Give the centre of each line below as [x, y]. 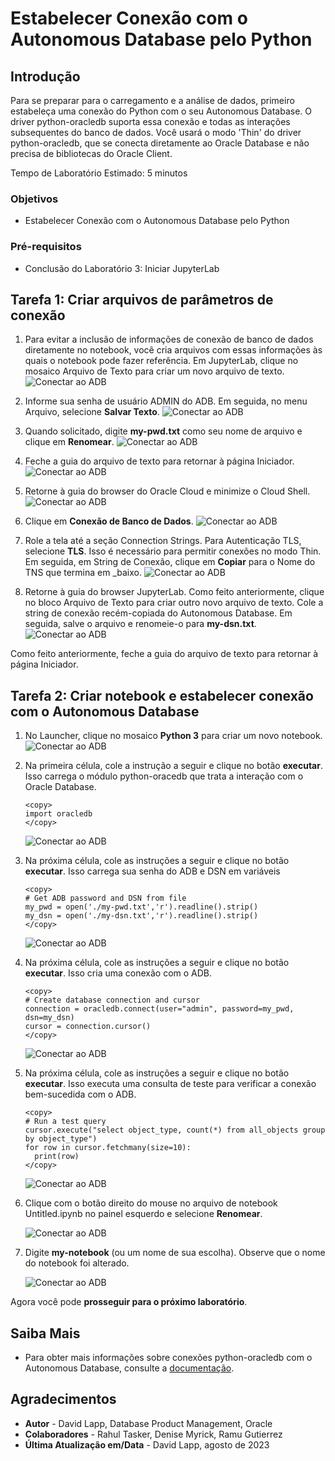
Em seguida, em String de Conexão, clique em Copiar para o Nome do [170, 562]
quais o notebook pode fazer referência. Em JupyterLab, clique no [161, 361]
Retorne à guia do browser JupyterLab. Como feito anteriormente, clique [174, 592]
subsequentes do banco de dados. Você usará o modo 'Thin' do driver [156, 132]
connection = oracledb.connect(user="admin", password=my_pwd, [159, 1009]
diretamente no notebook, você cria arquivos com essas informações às [173, 350]
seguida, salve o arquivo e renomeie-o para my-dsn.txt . [140, 624]
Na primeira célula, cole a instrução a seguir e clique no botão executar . [173, 766]
